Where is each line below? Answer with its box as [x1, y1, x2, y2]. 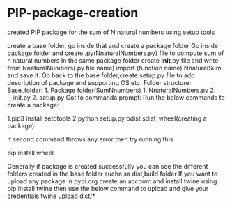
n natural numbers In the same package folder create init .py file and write [7, 56, 219, 64]
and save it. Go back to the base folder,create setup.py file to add [7, 71, 195, 79]
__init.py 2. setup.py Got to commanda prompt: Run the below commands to [7, 93, 225, 102]
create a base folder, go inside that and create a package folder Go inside [7, 41, 218, 49]
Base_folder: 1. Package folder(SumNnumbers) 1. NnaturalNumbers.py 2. [7, 86, 216, 94]
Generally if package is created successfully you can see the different [7, 162, 208, 170]
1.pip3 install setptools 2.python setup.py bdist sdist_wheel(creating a [7, 114, 207, 123]
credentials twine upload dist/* [7, 192, 95, 200]
